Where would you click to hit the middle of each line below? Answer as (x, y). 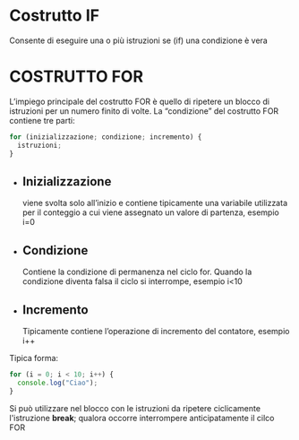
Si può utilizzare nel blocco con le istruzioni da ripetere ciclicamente (135, 408)
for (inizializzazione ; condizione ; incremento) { (106, 137)
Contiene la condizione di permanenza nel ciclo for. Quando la (137, 272)
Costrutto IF (55, 16)
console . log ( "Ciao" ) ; (58, 383)
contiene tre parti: (42, 120)
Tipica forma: (34, 358)
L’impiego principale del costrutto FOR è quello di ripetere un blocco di (140, 101)
